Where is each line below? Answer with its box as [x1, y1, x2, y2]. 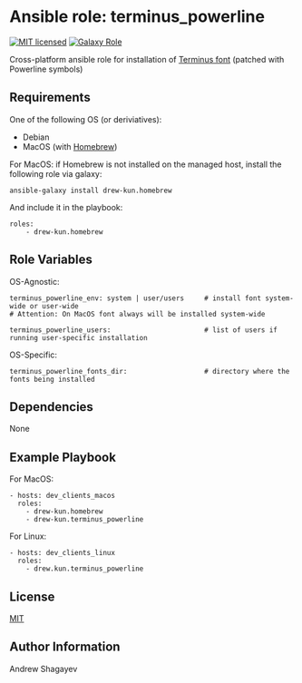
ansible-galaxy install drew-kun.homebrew [9, 186, 172, 195]
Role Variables [9, 252, 93, 268]
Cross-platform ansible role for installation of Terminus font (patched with [9, 54, 285, 64]
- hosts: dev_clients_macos [9, 492, 116, 501]
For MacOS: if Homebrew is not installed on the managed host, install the [9, 159, 283, 170]
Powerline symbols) [9, 63, 83, 74]
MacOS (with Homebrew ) [22, 141, 118, 151]
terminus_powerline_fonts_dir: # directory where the [9, 366, 290, 376]
